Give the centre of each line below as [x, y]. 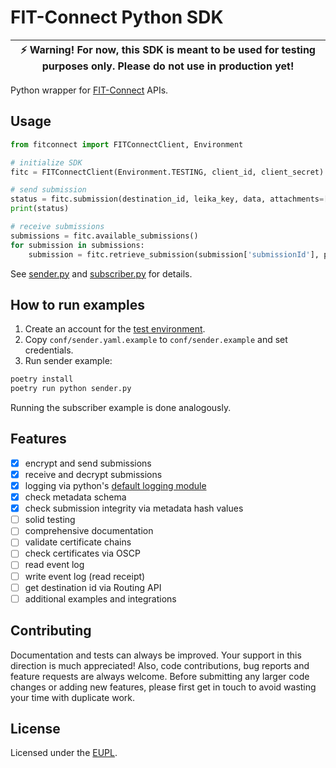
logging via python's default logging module [115, 485]
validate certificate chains [78, 542]
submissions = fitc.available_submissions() [104, 236]
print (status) [40, 209]
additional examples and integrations [100, 598]
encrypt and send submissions [88, 463]
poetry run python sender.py [71, 389]
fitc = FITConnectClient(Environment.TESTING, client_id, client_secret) [167, 172]
